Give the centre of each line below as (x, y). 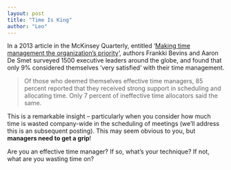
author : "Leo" (28, 26)
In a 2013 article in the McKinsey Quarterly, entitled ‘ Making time (99, 46)
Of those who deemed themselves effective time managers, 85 (113, 81)
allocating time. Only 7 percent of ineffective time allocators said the (121, 96)
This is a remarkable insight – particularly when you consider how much (109, 116)
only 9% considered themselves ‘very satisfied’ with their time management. (116, 68)
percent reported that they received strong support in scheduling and (123, 88)
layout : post (26, 13)
